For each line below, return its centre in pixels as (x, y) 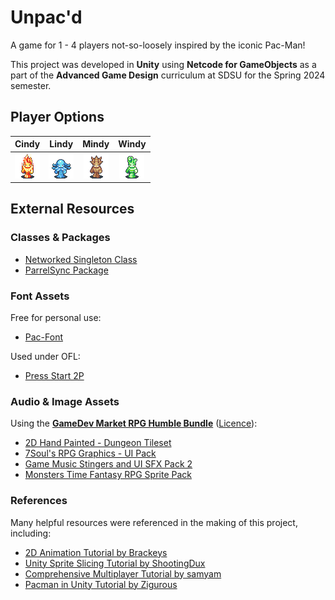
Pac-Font (43, 337)
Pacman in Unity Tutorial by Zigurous (101, 584)
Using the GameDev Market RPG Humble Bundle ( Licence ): (134, 423)
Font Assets (40, 296)
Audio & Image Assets (65, 401)
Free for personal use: (56, 317)
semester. (31, 85)
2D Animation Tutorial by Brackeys (96, 552)
